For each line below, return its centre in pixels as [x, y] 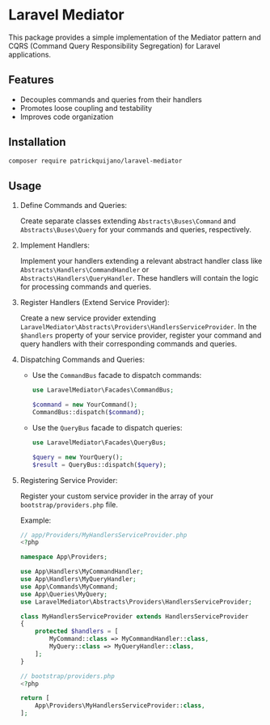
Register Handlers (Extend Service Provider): [95, 303]
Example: [36, 520]
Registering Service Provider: [69, 480]
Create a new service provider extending [88, 318]
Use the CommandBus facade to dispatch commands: [117, 375]
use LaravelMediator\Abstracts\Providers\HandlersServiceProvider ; [136, 602]
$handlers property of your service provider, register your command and [141, 335]
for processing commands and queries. [86, 287]
